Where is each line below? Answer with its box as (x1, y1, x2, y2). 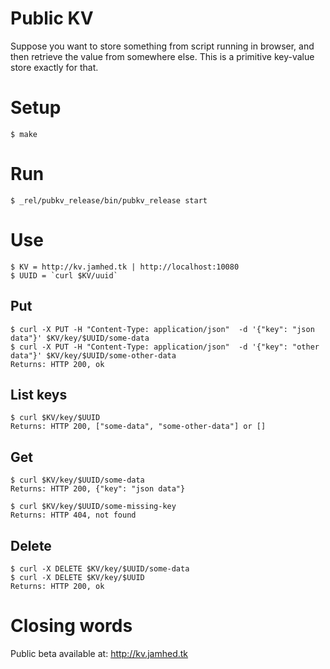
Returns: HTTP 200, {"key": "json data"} (10, 484, 186, 494)
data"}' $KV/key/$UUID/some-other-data (10, 350, 177, 361)
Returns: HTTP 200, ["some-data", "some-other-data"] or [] (10, 422, 267, 432)
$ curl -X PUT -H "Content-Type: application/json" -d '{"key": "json (10, 324, 315, 334)
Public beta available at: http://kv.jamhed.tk (10, 647, 189, 659)
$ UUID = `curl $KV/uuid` (10, 270, 118, 281)
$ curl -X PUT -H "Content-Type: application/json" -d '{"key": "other (10, 342, 320, 352)
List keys (10, 386, 68, 403)
